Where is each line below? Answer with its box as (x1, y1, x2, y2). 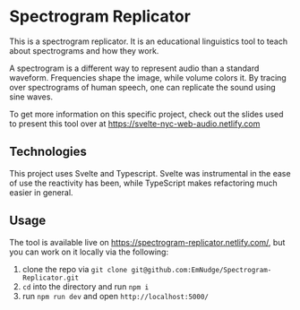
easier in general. (9, 186, 73, 198)
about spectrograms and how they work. (9, 45, 159, 56)
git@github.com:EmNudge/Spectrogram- (131, 265, 272, 274)
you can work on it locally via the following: (9, 246, 168, 257)
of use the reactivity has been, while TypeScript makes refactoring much (9, 177, 278, 188)
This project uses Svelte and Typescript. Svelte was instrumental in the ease (9, 168, 291, 178)
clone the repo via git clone (21, 263, 128, 274)
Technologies (9, 144, 88, 159)
